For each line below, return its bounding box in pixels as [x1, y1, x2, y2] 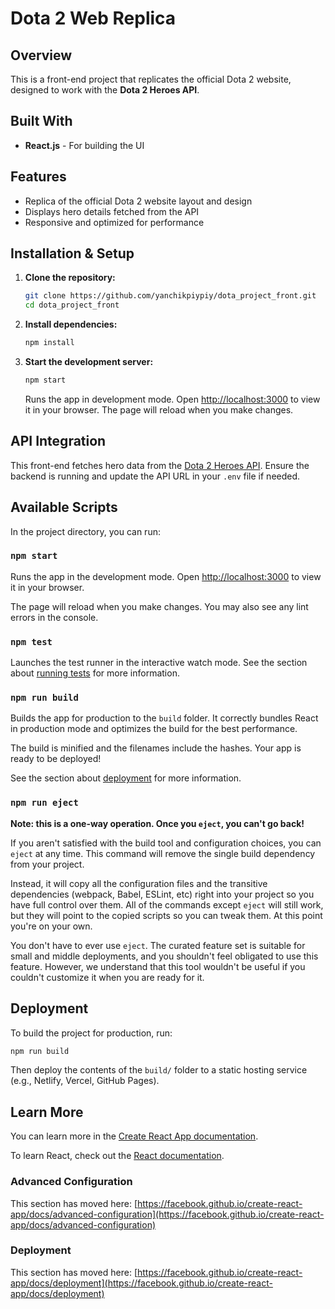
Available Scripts [10, 499, 118, 516]
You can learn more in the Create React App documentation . [10, 1130, 259, 1142]
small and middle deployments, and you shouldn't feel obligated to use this [10, 950, 319, 962]
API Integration [10, 433, 107, 450]
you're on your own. [10, 920, 93, 932]
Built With [10, 113, 73, 130]
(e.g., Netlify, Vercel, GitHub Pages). [10, 1075, 160, 1087]
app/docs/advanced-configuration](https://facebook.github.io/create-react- [10, 1208, 325, 1220]
